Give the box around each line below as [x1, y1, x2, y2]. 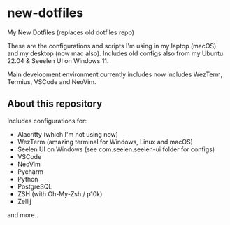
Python [17, 175, 38, 183]
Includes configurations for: [7, 116, 87, 125]
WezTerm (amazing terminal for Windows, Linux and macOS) [17, 137, 194, 146]
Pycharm [17, 167, 44, 176]
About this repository [7, 98, 103, 110]
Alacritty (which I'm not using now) [17, 130, 119, 138]
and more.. [7, 210, 38, 219]
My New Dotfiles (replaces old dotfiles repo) [7, 28, 135, 36]
